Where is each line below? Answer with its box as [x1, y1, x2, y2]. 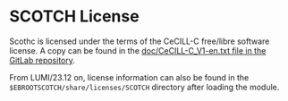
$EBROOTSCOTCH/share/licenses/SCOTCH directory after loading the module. [9, 81, 280, 92]
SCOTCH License [9, 6, 140, 27]
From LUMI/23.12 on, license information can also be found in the [9, 72, 250, 82]
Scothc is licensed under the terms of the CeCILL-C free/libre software [9, 36, 270, 46]
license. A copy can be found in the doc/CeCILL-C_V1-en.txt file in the [9, 45, 267, 55]
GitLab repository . [9, 55, 76, 65]
